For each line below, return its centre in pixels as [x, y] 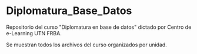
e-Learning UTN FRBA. [34, 33]
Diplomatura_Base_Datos [69, 11]
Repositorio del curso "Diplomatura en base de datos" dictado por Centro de [99, 27]
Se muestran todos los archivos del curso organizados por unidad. [87, 45]
